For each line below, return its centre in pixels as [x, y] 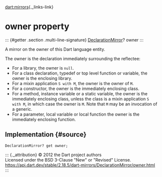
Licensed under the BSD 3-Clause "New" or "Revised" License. [68, 160]
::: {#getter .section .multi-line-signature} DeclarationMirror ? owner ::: [74, 40]
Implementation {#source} [46, 135]
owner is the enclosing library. [42, 78]
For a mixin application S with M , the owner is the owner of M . [73, 83]
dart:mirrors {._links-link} [29, 7]
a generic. [22, 109]
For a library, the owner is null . [43, 68]
